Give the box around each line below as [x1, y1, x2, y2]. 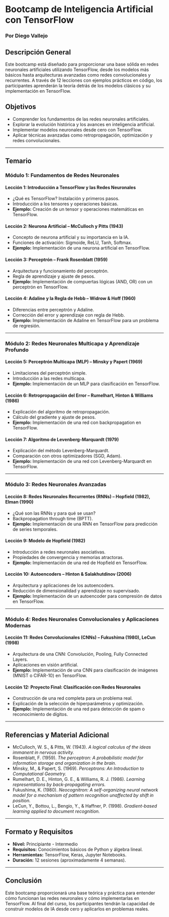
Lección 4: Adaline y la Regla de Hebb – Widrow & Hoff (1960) [5, 295, 136, 301]
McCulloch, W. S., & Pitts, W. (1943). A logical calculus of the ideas [12, 744, 151, 750]
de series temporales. [12, 526, 58, 532]
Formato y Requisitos [5, 828, 73, 836]
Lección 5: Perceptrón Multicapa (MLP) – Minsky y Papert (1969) [5, 359, 143, 365]
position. [12, 798, 31, 804]
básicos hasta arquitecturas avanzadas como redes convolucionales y [5, 72, 151, 78]
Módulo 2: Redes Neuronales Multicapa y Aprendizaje [5, 340, 140, 347]
